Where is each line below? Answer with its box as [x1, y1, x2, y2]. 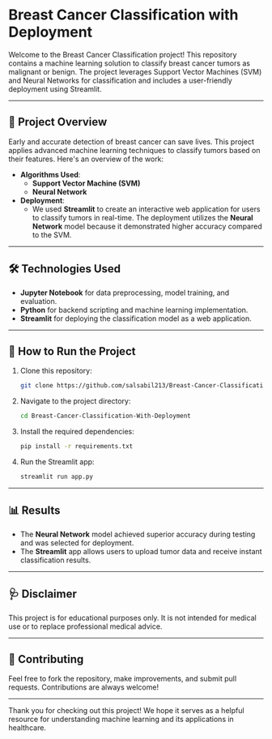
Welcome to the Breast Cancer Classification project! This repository [8, 49, 237, 59]
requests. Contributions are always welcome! [8, 682, 159, 692]
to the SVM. [32, 229, 72, 240]
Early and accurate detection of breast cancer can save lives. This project [8, 136, 255, 147]
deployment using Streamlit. [8, 83, 103, 94]
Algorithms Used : [19, 169, 81, 179]
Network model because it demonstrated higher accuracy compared [32, 221, 263, 231]
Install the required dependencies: [19, 427, 135, 437]
